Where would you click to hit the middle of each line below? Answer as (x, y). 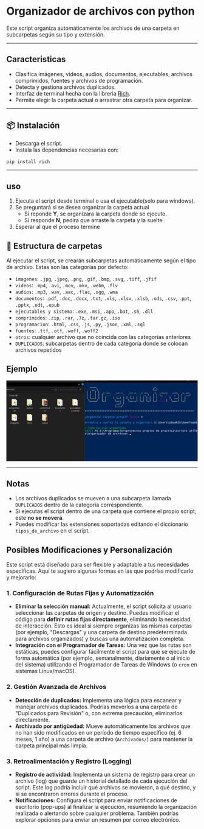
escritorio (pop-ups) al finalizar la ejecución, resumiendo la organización (106, 807)
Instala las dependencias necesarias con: (67, 150)
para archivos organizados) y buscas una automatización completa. (100, 639)
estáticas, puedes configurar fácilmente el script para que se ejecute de (105, 652)
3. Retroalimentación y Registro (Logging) (69, 761)
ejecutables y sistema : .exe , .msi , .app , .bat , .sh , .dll (84, 311)
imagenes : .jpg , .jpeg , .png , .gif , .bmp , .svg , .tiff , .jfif (86, 279)
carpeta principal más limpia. (51, 745)
